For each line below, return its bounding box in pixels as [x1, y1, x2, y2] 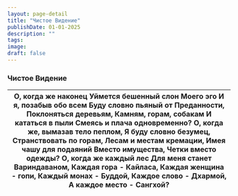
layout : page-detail [7, 10, 69, 18]
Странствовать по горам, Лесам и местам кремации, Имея [12, 136, 226, 146]
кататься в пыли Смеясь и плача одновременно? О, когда [14, 118, 224, 128]
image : [7, 43, 27, 50]
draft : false [7, 50, 46, 57]
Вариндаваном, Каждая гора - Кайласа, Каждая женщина [13, 162, 225, 172]
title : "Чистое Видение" [7, 17, 81, 24]
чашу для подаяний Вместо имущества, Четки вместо [21, 144, 217, 154]
